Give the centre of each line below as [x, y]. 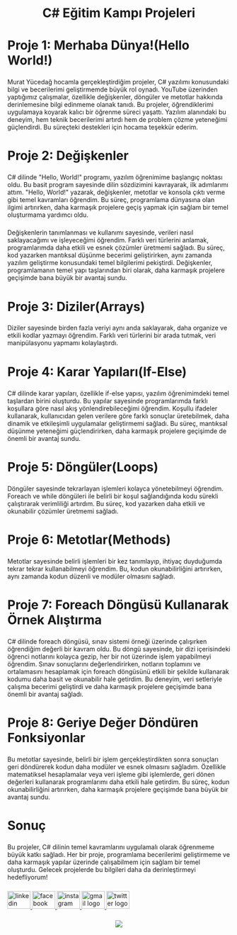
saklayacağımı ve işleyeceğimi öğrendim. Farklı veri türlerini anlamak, [108, 240]
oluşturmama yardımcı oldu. [48, 215]
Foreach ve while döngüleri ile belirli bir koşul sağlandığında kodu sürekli [113, 496]
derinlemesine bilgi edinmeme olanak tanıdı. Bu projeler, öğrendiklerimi [110, 105]
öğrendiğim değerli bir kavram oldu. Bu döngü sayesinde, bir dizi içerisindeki [119, 649]
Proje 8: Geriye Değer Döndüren [103, 723]
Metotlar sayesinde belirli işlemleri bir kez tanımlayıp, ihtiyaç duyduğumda [115, 561]
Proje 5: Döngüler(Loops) [83, 467]
